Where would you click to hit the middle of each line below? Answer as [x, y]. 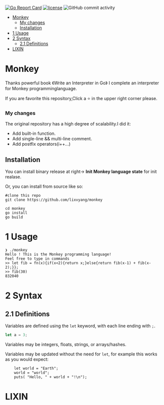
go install [16, 213]
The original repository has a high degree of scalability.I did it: [68, 124]
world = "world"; [32, 373]
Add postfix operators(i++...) [41, 144]
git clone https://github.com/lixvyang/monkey [54, 200]
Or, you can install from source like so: [44, 186]
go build [14, 217]
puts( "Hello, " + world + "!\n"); [51, 377]
